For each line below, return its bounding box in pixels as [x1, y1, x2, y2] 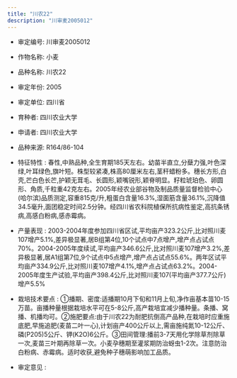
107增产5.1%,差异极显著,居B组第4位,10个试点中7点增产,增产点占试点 [17, 235, 214, 243]
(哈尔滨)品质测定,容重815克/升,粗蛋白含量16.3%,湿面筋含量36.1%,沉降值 [17, 193, 226, 202]
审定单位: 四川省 [17, 97, 65, 106]
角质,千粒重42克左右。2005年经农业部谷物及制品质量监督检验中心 [30, 184, 223, 193]
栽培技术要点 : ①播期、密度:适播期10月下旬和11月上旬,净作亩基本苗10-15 [17, 294, 230, 303]
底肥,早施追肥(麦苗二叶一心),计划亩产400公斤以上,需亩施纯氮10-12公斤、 [17, 321, 229, 330]
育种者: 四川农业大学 [17, 113, 78, 121]
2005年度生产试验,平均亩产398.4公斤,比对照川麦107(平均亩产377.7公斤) [17, 270, 226, 279]
